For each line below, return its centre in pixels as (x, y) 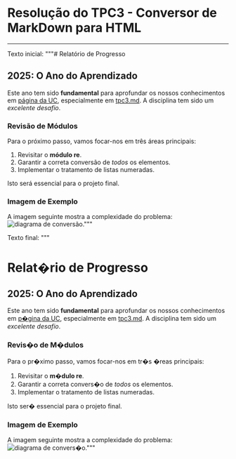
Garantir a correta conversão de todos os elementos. (94, 162)
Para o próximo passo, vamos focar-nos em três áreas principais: (102, 141)
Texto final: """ (29, 238)
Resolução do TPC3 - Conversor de (112, 13)
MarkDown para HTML (74, 28)
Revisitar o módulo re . (50, 155)
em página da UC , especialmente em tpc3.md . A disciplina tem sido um (111, 100)
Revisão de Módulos (43, 126)
